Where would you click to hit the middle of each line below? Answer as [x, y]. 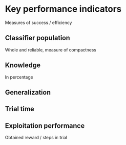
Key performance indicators [63, 9]
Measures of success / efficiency [39, 23]
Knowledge [23, 65]
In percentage [19, 77]
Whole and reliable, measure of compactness [51, 49]
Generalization [28, 92]
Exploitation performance [45, 126]
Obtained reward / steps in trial [36, 138]
